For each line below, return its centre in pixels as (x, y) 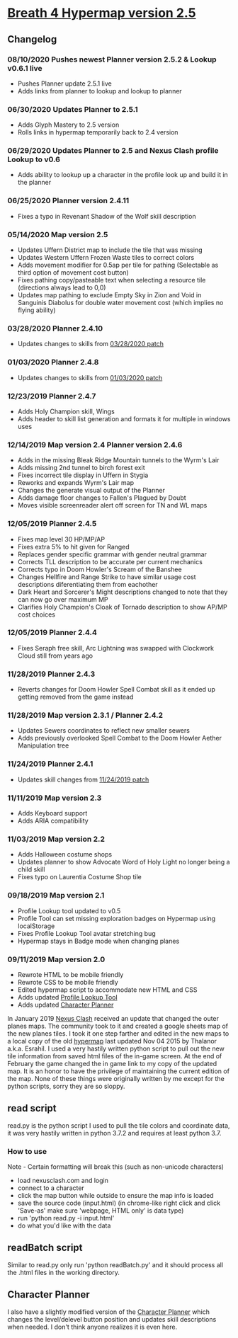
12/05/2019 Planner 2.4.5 (52, 524)
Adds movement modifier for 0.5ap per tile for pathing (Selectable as (118, 265)
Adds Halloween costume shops (64, 854)
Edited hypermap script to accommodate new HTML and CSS (107, 990)
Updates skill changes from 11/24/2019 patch (83, 779)
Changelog (32, 39)
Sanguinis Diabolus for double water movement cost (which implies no (120, 303)
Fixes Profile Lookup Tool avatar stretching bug (86, 933)
